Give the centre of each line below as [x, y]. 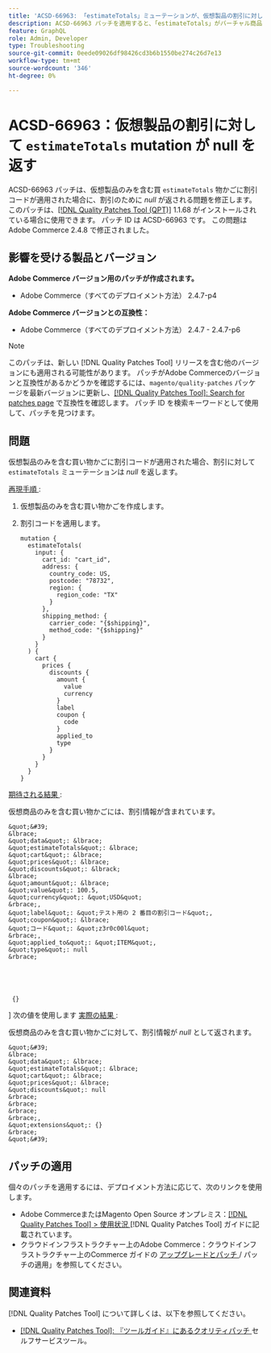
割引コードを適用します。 [62, 523]
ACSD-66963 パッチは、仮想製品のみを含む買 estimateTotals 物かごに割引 [133, 189]
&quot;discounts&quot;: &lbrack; [65, 869]
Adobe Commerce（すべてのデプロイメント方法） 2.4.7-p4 [118, 296]
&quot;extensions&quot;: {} [56, 1126]
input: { [50, 553]
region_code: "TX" [87, 595]
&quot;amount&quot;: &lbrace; [59, 884]
